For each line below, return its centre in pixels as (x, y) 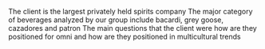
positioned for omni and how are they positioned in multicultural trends (125, 36)
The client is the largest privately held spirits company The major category (131, 11)
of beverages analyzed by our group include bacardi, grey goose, (116, 20)
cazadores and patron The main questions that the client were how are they (132, 28)
